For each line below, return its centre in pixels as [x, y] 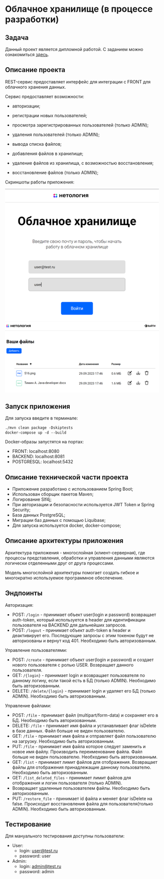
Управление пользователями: [36, 650]
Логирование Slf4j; [32, 499]
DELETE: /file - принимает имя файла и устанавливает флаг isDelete [84, 725]
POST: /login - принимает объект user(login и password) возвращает [84, 615]
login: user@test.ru [39, 851]
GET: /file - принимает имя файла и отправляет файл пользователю [84, 736]
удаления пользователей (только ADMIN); [56, 134]
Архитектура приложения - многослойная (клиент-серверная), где [75, 552]
